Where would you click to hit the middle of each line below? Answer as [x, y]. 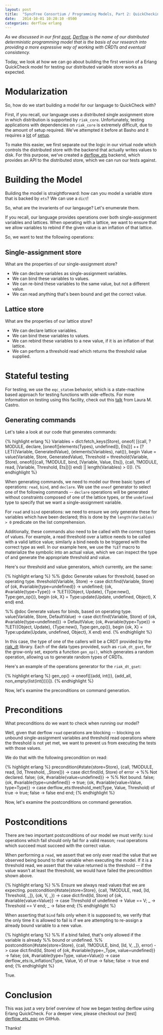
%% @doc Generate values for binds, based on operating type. [68, 611]
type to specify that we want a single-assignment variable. [64, 502]
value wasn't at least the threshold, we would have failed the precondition [79, 871]
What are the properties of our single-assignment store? [61, 264]
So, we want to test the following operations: [50, 237]
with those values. [23, 748]
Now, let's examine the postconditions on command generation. [69, 802]
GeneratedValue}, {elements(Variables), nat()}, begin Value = [96, 451]
